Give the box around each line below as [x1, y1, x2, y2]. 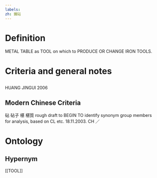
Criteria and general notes [5, 65, 112, 77]
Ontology [5, 136, 43, 147]
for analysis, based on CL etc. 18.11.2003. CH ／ [5, 118, 100, 124]
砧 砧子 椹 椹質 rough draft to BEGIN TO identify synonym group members [5, 112, 152, 118]
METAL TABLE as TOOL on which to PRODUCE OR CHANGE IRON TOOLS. [5, 49, 153, 54]
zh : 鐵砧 [5, 12, 21, 16]
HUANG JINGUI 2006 [5, 85, 48, 91]
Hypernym [5, 155, 38, 163]
